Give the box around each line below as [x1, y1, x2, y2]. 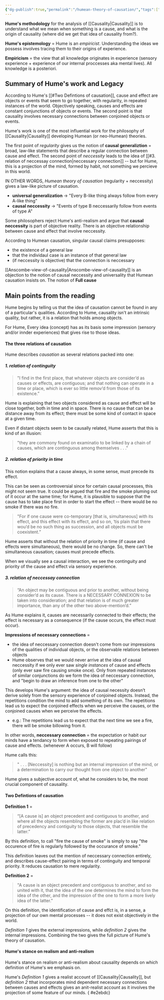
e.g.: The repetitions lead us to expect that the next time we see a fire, [12, 717, 153, 723]
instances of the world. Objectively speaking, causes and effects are [5, 103, 143, 109]
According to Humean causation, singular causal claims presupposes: [5, 238, 145, 243]
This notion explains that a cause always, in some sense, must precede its [5, 469, 154, 475]
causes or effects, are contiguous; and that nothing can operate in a [17, 380, 154, 386]
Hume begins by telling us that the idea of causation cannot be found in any [5, 304, 158, 310]
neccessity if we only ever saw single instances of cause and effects [12, 662, 151, 668]
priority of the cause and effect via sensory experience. [5, 564, 117, 569]
